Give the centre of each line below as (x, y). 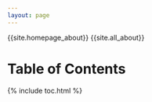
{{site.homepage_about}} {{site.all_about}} (76, 37)
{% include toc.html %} (45, 90)
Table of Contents (67, 69)
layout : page (29, 15)
